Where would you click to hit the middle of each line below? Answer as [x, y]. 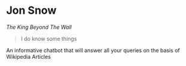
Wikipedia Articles [28, 56]
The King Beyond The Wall [39, 27]
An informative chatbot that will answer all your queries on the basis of [93, 50]
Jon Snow [31, 10]
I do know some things [49, 38]
